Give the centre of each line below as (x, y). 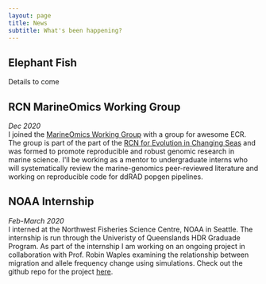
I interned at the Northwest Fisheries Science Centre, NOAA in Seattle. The (131, 229)
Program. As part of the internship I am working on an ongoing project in (127, 246)
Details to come (34, 82)
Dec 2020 (25, 126)
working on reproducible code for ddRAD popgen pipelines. (106, 177)
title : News (28, 23)
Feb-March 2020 (37, 220)
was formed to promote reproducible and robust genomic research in (121, 151)
